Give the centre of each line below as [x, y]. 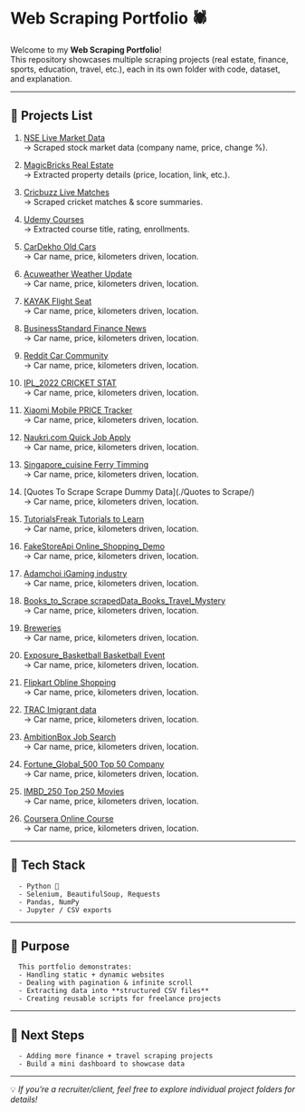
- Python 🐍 [39, 886]
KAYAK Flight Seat [57, 300]
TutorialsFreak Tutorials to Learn [84, 518]
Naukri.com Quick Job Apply [77, 437]
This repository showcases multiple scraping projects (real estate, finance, [149, 59]
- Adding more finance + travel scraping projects [116, 1056]
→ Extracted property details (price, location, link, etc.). [126, 174]
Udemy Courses [53, 219]
